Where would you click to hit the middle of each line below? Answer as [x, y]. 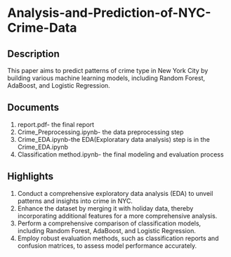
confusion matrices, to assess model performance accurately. [107, 245]
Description [33, 54]
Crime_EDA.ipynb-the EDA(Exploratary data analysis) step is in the [114, 139]
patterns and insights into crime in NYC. [75, 201]
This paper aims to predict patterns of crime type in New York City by [108, 71]
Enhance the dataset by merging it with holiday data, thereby [105, 208]
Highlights [31, 177]
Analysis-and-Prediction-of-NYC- [109, 13]
